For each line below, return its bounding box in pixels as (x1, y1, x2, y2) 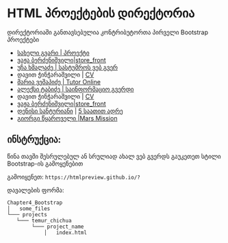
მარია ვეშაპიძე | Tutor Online (16, 77, 101, 86)
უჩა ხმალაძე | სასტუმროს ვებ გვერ (16, 63, 118, 71)
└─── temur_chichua (16, 217, 72, 224)
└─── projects (7, 211, 48, 218)
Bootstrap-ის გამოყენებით (7, 159, 84, 168)
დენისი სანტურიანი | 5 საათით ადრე (16, 107, 123, 115)
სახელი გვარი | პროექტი (16, 49, 90, 57)
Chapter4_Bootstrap (7, 199, 63, 206)
